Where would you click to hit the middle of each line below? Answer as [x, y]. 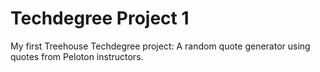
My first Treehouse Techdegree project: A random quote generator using [160, 46]
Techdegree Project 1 [100, 18]
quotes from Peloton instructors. [77, 56]
